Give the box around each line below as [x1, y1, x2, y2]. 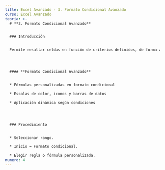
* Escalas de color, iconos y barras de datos [9, 91, 107, 96]
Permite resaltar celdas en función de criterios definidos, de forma [9, 47, 157, 52]
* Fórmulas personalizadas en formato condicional [9, 82, 115, 87]
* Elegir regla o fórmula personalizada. [9, 153, 96, 158]
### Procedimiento [9, 122, 48, 127]
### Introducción [9, 34, 45, 39]
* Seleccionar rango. [9, 135, 54, 140]
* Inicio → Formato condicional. [9, 144, 78, 149]
